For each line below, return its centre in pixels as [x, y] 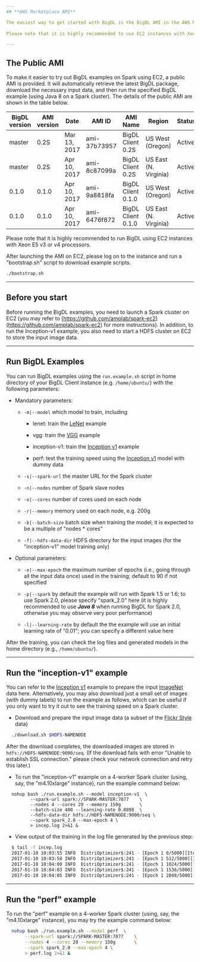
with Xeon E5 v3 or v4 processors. [49, 245]
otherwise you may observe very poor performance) [88, 613]
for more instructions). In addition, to [149, 324]
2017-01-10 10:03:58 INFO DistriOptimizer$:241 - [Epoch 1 [87, 859]
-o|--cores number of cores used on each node [82, 499]
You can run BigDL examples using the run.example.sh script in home [91, 376]
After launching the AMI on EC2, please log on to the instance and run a [94, 256]
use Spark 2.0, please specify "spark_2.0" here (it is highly [96, 600]
